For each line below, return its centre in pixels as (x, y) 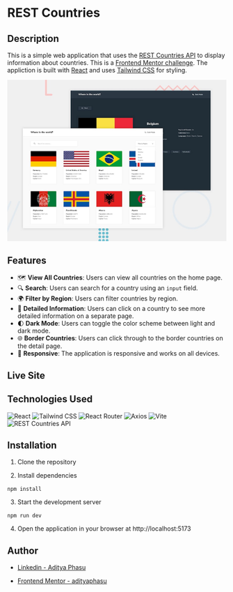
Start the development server (59, 502)
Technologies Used (50, 399)
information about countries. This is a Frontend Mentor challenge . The (107, 63)
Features (27, 260)
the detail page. (40, 346)
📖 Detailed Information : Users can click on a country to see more (111, 309)
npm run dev (24, 516)
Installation (32, 445)
